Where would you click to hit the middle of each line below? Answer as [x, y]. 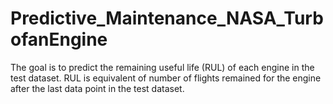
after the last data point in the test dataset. [97, 88]
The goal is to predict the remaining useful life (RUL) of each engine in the [162, 67]
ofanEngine [59, 39]
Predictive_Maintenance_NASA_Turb [167, 18]
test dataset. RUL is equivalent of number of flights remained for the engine [166, 78]
